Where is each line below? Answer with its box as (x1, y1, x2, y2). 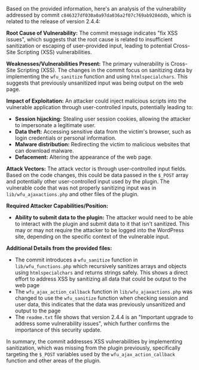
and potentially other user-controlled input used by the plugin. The (6, 178, 170, 185)
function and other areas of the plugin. (6, 357, 101, 364)
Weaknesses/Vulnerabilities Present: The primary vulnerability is (6, 60, 170, 67)
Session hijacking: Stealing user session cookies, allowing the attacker (14, 115, 191, 122)
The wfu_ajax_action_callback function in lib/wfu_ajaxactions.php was (14, 288, 193, 295)
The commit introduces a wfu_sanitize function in (14, 256, 138, 263)
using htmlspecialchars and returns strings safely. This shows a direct (14, 269, 188, 276)
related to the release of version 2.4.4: (6, 18, 100, 25)
